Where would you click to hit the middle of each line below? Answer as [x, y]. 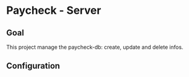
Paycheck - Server [54, 11]
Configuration [33, 66]
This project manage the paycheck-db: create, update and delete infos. [95, 47]
